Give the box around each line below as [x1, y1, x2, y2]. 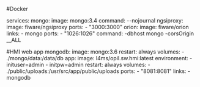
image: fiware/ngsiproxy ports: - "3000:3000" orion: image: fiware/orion [6, 24, 190, 30]
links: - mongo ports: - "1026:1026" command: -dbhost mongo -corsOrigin [6, 30, 194, 37]
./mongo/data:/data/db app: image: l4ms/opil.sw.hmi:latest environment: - [6, 55, 193, 61]
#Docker [6, 5, 29, 12]
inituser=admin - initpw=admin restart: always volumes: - [6, 61, 151, 68]
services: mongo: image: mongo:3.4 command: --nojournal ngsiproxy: [6, 17, 183, 24]
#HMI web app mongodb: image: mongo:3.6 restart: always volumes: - [6, 48, 185, 55]
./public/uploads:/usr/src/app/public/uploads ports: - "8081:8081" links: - [6, 68, 191, 75]
